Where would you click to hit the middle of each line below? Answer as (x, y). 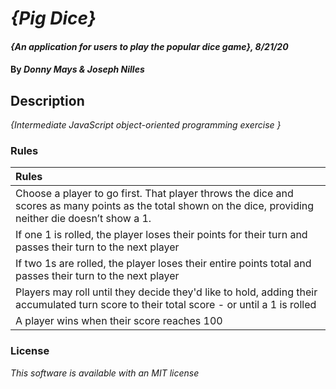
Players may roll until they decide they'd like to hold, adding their (166, 292)
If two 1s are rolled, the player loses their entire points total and (163, 264)
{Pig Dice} (53, 18)
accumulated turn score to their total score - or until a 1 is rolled (166, 305)
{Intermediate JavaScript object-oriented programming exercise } (146, 125)
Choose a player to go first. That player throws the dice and (154, 194)
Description (47, 100)
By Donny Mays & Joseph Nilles (77, 69)
